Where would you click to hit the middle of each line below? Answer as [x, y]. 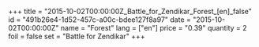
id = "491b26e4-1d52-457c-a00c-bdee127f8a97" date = [100, 20]
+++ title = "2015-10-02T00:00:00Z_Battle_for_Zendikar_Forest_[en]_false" [130, 11]
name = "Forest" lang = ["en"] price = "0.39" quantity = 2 [154, 28]
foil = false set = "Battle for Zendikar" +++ [77, 36]
